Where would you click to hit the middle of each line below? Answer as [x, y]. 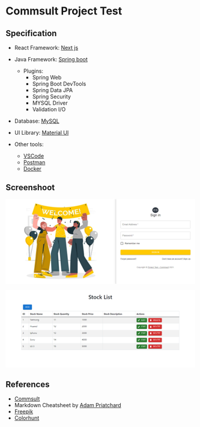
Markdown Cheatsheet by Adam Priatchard [68, 405]
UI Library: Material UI [41, 133]
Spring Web [47, 77]
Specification [31, 33]
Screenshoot [30, 188]
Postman [34, 162]
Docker [32, 169]
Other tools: [29, 144]
